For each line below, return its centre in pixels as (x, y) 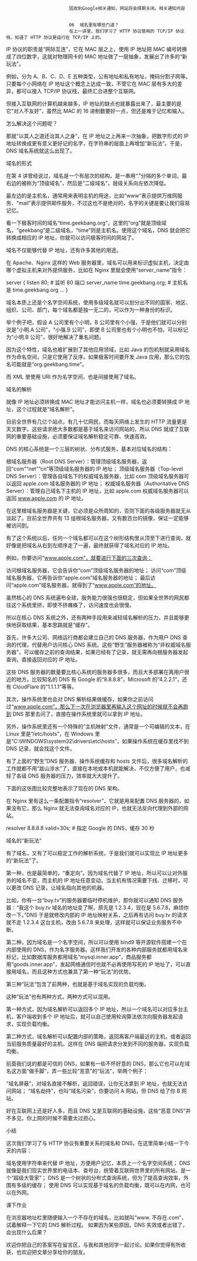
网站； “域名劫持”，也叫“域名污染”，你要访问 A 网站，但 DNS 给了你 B (96, 1091)
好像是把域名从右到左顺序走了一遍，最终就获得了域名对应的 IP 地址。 (89, 545)
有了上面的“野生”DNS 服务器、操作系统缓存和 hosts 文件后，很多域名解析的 (97, 761)
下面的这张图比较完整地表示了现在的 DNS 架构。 (64, 788)
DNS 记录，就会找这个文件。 (40, 749)
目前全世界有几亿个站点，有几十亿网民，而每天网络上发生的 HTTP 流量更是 (97, 422)
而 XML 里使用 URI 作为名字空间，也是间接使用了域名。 (73, 377)
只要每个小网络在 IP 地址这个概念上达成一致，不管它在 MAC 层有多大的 (92, 84)
